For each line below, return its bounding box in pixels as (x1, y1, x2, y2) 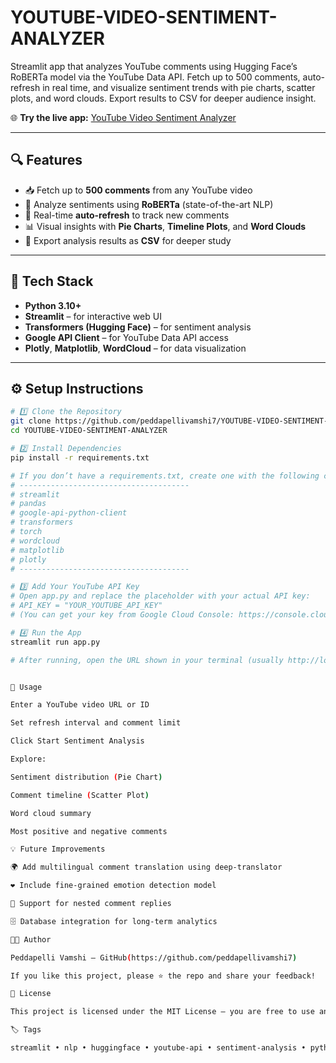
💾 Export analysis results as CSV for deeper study (24, 234, 232, 246)
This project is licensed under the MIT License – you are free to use (10, 1007, 315, 1017)
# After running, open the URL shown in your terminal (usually (10, 655, 284, 665)
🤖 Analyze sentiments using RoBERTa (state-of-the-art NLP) (24, 198, 274, 210)
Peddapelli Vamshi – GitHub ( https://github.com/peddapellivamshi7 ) (10, 952, 298, 963)
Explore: (10, 754, 47, 764)
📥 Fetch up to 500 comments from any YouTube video (24, 184, 253, 196)
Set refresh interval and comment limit (10, 718, 182, 728)
